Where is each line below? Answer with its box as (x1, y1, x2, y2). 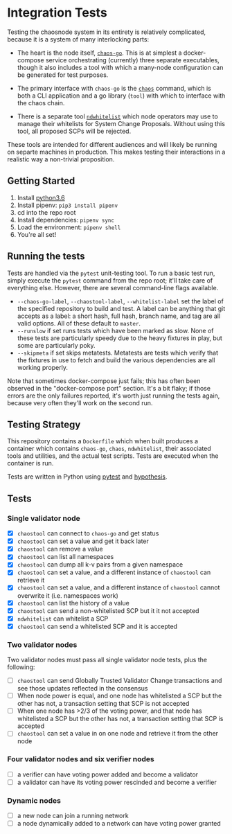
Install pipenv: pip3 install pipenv (17, 201, 118, 209)
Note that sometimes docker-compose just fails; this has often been (7, 376, 201, 385)
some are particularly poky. (17, 341, 96, 349)
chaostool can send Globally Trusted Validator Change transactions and (17, 677, 222, 685)
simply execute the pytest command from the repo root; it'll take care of (7, 276, 213, 285)
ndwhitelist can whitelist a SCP (17, 614, 109, 623)
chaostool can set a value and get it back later (17, 537, 149, 545)
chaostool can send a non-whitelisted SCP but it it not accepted (17, 606, 199, 614)
